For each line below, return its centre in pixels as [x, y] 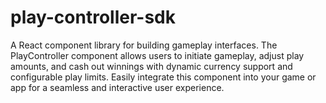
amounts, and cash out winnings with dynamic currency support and [151, 66]
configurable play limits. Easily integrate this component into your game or [163, 77]
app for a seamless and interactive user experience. [117, 87]
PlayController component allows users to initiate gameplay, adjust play [157, 55]
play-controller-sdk [93, 17]
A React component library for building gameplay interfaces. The [144, 45]
